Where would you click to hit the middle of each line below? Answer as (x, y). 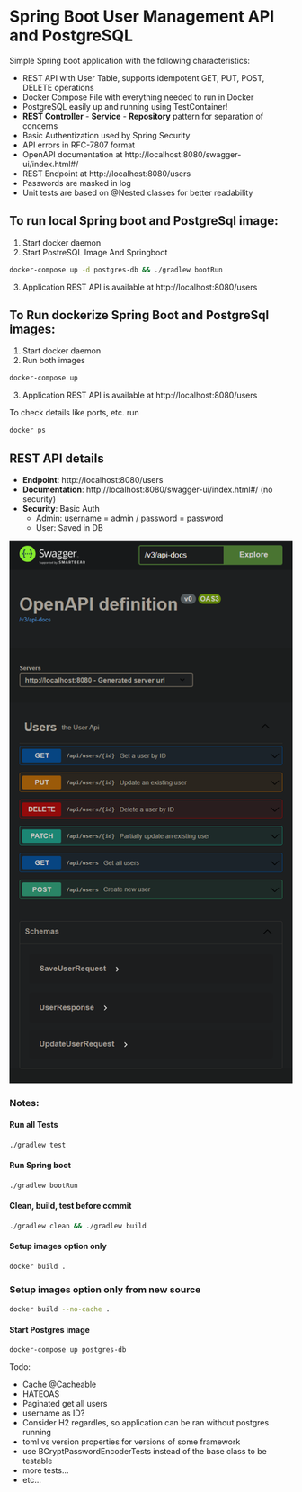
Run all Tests (34, 1125)
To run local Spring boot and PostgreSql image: (144, 221)
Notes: (24, 1103)
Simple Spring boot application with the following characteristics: (129, 60)
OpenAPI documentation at (72, 154)
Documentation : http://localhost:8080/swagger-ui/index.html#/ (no (147, 489)
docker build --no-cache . (60, 1309)
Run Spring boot (40, 1166)
